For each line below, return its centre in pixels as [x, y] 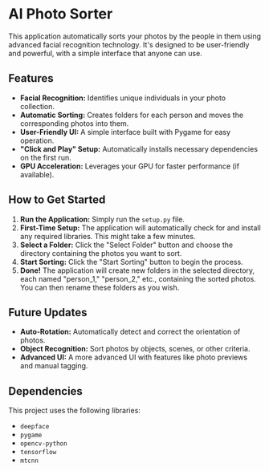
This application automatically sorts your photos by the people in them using [135, 36]
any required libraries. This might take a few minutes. [108, 236]
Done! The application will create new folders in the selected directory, [137, 270]
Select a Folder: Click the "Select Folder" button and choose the [126, 245]
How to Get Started [57, 200]
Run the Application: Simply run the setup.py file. [102, 219]
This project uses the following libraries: [74, 411]
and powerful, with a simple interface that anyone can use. [105, 53]
